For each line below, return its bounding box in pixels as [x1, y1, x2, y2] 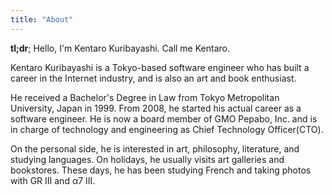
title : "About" [10, 14, 74, 25]
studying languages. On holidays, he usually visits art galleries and [10, 153, 285, 165]
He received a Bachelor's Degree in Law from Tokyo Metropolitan [10, 91, 280, 103]
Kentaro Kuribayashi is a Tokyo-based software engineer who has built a [10, 61, 310, 73]
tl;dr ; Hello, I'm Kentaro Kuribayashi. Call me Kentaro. [10, 42, 230, 54]
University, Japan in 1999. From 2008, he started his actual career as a [10, 102, 302, 114]
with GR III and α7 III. [10, 174, 96, 186]
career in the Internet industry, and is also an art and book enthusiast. [10, 72, 297, 84]
